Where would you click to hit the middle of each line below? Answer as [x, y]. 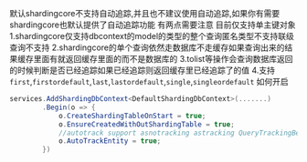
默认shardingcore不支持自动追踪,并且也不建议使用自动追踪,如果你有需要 [145, 13]
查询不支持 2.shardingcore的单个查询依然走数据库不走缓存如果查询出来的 [147, 47]
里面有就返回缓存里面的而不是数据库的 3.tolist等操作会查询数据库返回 [163, 59]
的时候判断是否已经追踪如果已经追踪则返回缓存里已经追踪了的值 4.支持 [143, 70]
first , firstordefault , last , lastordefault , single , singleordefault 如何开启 [149, 81]
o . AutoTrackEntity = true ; [110, 141]
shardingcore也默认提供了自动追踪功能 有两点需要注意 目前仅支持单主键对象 [153, 25]
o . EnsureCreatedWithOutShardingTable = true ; [146, 124]
